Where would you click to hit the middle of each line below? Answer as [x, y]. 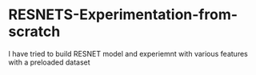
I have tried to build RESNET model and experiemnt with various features [128, 53]
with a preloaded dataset [49, 62]
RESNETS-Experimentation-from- [123, 15]
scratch [34, 32]
